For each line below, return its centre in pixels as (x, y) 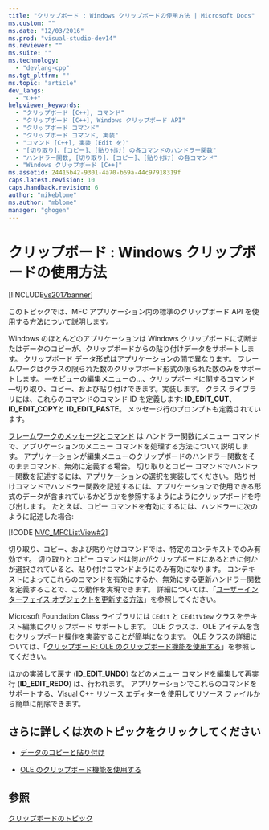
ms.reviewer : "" (35, 46)
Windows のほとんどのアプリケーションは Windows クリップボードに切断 (130, 339)
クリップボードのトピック (51, 818)
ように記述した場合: (41, 517)
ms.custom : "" (32, 23)
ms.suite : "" (30, 53)
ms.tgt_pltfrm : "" (39, 76)
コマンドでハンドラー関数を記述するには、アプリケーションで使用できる (134, 486)
